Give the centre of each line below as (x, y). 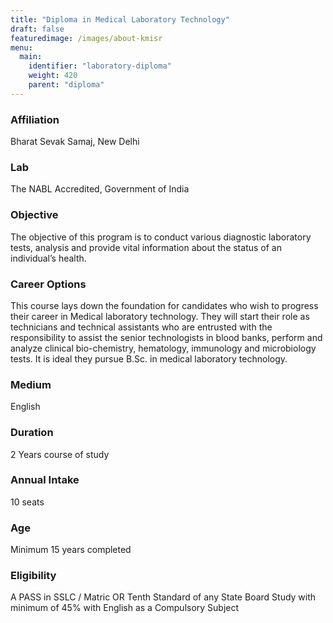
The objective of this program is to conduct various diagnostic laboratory (161, 237)
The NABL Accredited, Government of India (100, 189)
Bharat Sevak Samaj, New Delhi (75, 142)
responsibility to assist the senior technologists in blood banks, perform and (166, 337)
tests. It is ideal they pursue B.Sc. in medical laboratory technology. (149, 358)
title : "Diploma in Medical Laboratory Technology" (120, 19)
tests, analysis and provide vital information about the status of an (146, 247)
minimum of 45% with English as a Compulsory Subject (125, 608)
